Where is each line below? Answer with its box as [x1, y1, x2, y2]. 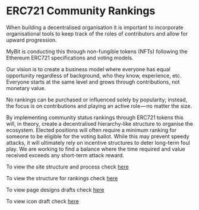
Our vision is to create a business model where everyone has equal [6, 65, 170, 72]
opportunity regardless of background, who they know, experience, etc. [6, 72, 182, 79]
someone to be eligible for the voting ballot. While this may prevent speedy [6, 132, 189, 140]
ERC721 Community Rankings [6, 4, 156, 18]
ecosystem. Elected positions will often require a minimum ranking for [6, 126, 177, 133]
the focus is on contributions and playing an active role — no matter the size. [6, 102, 192, 109]
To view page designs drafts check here [6, 186, 105, 193]
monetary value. [6, 84, 46, 91]
